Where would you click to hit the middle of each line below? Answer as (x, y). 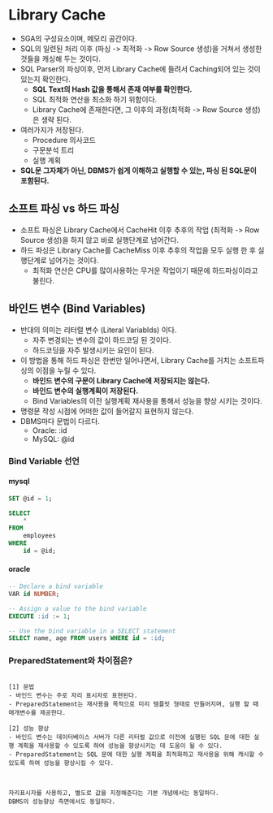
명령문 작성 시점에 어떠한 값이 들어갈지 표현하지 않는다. (107, 411)
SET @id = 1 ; (30, 498)
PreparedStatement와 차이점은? (70, 661)
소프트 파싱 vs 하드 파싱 (64, 209)
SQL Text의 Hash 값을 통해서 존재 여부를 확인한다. (112, 89)
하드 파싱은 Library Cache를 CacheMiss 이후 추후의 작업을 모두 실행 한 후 (138, 250)
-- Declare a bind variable (56, 586)
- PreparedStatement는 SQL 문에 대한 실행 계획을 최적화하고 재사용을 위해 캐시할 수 (136, 754)
